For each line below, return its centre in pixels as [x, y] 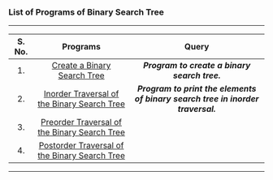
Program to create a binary [197, 66]
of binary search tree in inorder [197, 99]
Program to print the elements [197, 89]
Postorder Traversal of [81, 146]
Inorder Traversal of [81, 94]
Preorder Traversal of [81, 122]
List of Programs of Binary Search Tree [87, 12]
